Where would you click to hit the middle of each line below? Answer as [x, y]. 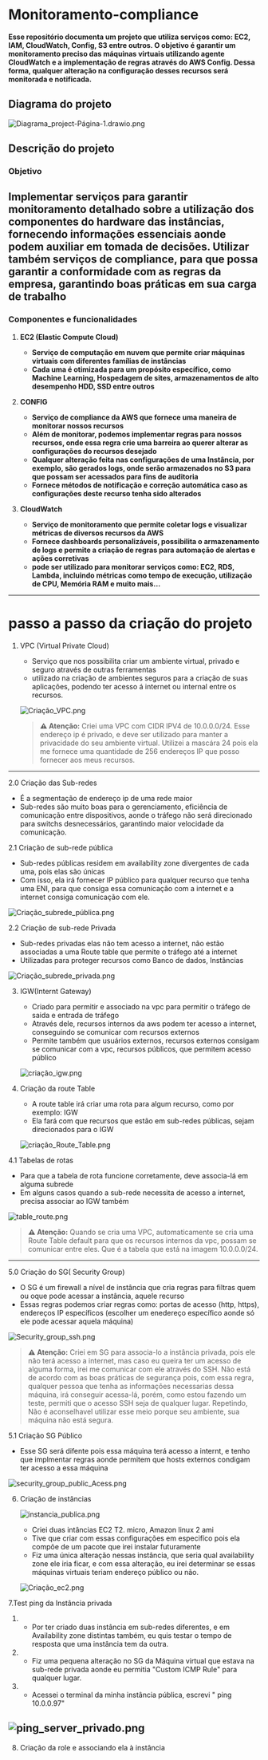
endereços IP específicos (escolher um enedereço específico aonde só [137, 1312]
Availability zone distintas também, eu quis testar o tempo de [132, 1635]
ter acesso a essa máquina [64, 1468]
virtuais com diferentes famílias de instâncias [109, 361]
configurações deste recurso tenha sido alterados [116, 493]
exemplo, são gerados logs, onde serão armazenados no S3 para [141, 468]
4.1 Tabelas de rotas [41, 1160]
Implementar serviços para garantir [99, 197]
